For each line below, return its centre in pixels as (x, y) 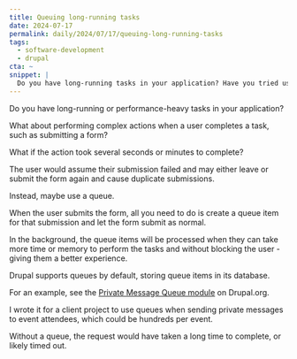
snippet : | (29, 75)
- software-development (61, 50)
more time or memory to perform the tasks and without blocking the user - (145, 248)
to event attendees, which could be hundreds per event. (111, 318)
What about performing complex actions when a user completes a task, (139, 126)
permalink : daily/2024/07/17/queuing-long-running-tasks (116, 34)
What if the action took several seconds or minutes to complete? (126, 152)
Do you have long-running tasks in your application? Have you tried (148, 83)
